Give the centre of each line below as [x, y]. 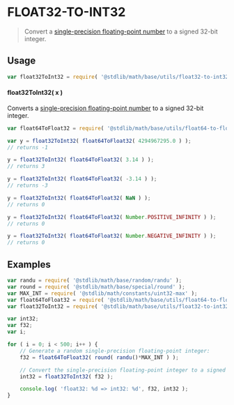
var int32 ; [23, 319]
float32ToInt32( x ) [35, 93]
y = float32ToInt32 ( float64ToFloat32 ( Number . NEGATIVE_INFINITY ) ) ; [112, 236]
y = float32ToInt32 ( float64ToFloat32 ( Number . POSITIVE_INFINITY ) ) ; [112, 217]
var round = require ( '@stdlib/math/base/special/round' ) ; [96, 286]
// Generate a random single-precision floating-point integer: [115, 351]
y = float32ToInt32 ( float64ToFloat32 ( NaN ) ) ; [79, 198]
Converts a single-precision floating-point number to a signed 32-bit [106, 108]
